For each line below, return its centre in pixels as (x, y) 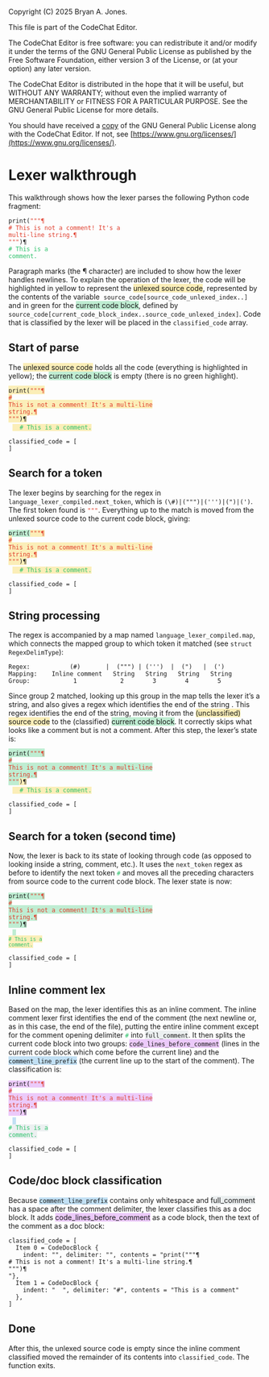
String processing (54, 616)
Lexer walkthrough (72, 175)
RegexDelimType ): (36, 652)
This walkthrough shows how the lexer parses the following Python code (129, 198)
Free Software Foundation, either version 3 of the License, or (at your (123, 60)
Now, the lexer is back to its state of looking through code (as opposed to (130, 856)
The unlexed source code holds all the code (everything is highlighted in (128, 367)
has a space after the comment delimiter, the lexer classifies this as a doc (130, 1209)
